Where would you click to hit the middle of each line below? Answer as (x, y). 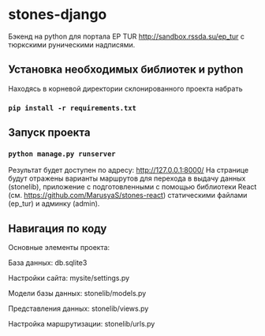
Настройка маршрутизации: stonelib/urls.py (82, 324)
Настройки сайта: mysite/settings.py (69, 278)
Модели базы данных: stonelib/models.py (77, 293)
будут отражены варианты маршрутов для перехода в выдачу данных (127, 178)
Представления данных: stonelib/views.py (78, 308)
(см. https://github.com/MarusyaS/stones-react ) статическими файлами (128, 196)
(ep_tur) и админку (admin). (54, 203)
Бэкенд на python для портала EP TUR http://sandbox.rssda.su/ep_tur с (127, 36)
